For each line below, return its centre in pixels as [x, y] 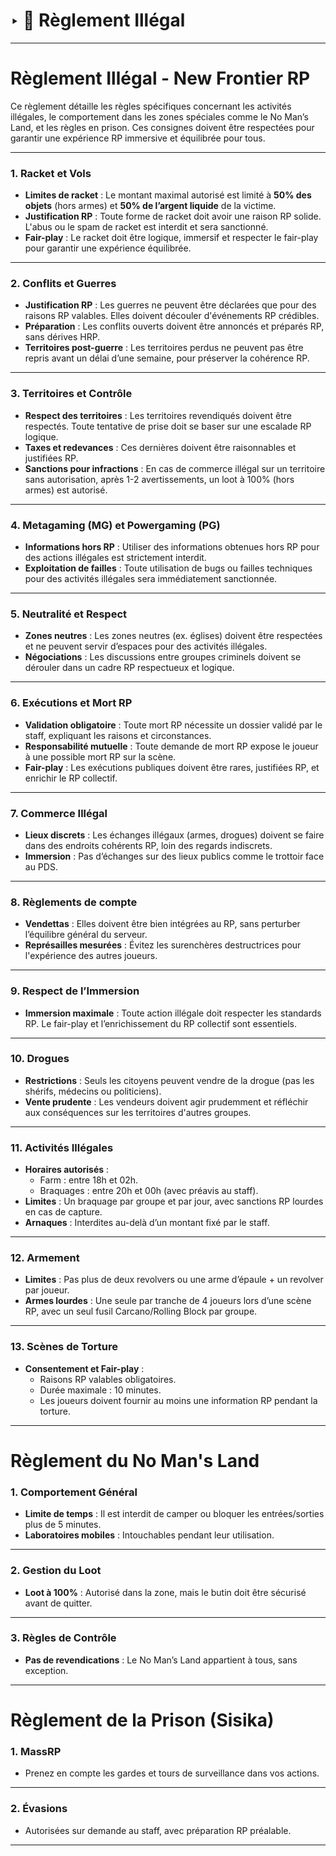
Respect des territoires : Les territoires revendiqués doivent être [158, 415]
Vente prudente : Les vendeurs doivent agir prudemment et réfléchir [166, 1101]
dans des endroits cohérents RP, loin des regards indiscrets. [148, 845]
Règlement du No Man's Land [135, 1460]
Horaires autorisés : [67, 1170]
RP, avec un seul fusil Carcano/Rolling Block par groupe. [141, 1311]
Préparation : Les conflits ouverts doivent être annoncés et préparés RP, [174, 326]
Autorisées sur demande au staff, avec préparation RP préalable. [158, 1830]
